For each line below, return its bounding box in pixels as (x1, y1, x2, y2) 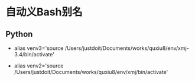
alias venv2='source (14, 62, 64, 69)
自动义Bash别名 (5, 5, 83, 19)
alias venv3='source (14, 45, 64, 52)
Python (5, 29, 33, 39)
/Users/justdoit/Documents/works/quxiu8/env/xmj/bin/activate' (14, 69, 168, 75)
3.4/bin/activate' (14, 51, 54, 58)
